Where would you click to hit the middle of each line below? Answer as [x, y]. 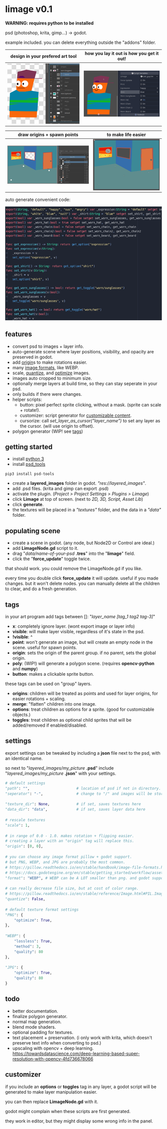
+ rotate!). [30, 410]
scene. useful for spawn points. [44, 647]
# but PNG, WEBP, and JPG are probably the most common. [65, 862]
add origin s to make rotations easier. [50, 362]
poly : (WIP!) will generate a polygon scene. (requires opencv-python [83, 663]
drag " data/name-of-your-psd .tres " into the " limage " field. [74, 554]
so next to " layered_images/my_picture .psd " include [60, 768]
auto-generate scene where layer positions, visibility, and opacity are [83, 351]
